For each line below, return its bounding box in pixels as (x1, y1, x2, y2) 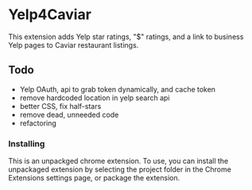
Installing (8, 138, 45, 149)
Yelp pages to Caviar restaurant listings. (8, 40, 139, 49)
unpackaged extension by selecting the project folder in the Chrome (8, 165, 232, 174)
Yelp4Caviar (8, 6, 91, 24)
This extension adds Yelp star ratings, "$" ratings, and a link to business (8, 32, 244, 41)
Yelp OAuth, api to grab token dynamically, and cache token (19, 84, 216, 94)
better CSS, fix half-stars (19, 101, 102, 111)
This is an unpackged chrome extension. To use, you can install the (8, 157, 229, 166)
